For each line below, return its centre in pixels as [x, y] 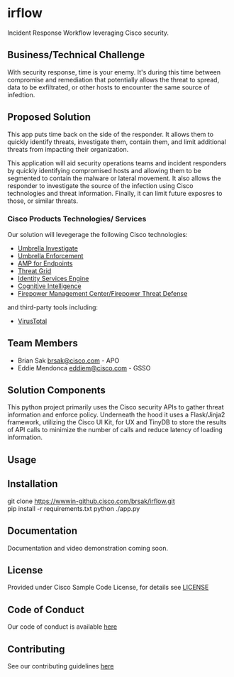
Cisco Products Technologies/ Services [77, 219]
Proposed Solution [49, 117]
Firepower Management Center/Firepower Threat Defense [102, 293]
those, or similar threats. [43, 201]
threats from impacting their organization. [68, 149]
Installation [33, 484]
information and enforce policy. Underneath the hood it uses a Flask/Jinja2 [116, 415]
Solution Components [57, 391]
